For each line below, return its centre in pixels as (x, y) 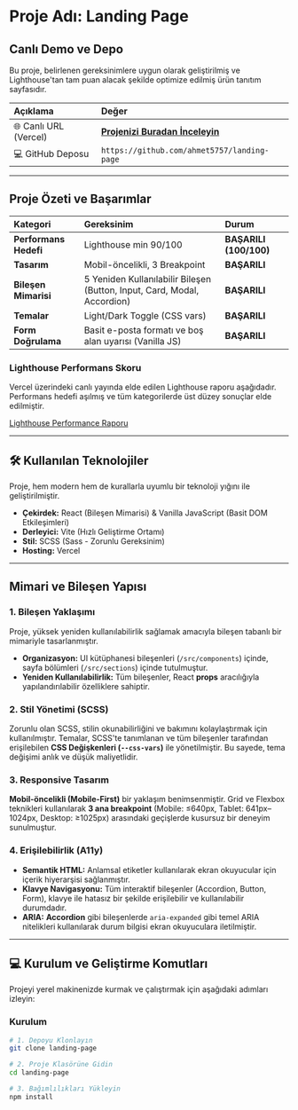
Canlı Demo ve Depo (67, 49)
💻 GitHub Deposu (51, 154)
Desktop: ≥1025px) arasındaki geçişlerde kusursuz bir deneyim (155, 818)
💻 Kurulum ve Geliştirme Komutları (109, 963)
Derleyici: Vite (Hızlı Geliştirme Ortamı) (93, 531)
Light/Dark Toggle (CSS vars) (145, 315)
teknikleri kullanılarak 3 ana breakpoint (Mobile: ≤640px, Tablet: (126, 808)
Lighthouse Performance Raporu (69, 423)
